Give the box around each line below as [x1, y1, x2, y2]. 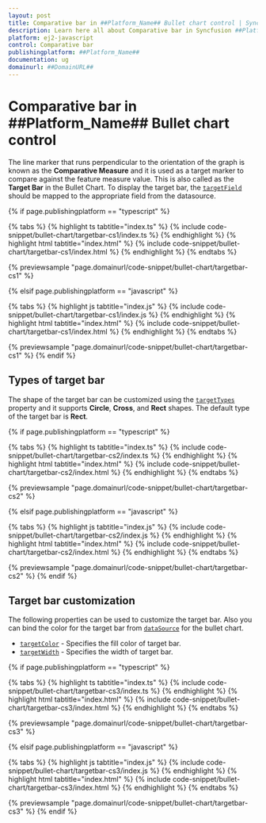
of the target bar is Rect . [8, 411, 89, 421]
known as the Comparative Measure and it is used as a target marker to [8, 166, 244, 175]
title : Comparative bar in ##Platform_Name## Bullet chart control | [8, 19, 243, 27]
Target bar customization [8, 594, 136, 607]
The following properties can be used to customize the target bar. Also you [8, 615, 253, 625]
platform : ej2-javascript [8, 33, 93, 42]
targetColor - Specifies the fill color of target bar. [19, 639, 181, 649]
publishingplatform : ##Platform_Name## [8, 48, 140, 56]
